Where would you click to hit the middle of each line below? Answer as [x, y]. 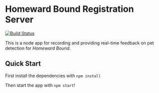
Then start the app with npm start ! [40, 85]
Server [19, 20]
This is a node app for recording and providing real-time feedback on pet [80, 43]
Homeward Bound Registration [70, 9]
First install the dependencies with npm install [53, 76]
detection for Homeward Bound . [38, 48]
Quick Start [23, 64]
